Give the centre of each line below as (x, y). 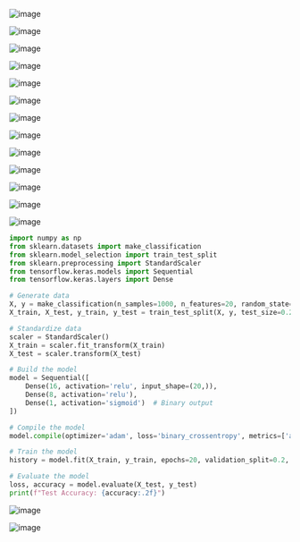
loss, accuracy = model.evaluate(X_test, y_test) (104, 485)
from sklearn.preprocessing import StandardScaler (105, 263)
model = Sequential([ (50, 378)
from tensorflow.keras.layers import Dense (92, 280)
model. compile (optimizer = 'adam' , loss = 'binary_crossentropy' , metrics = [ (147, 436)
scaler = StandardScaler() (59, 337)
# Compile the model (48, 428)
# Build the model (43, 370)
